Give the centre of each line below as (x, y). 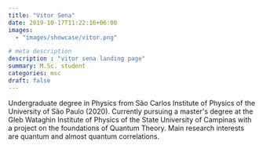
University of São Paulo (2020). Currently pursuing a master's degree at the (131, 111)
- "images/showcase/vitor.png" (66, 37)
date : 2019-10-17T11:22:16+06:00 (63, 23)
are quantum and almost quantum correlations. (84, 136)
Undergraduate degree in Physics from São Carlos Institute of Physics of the (132, 103)
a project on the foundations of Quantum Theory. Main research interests (126, 128)
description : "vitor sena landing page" (77, 59)
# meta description (40, 52)
